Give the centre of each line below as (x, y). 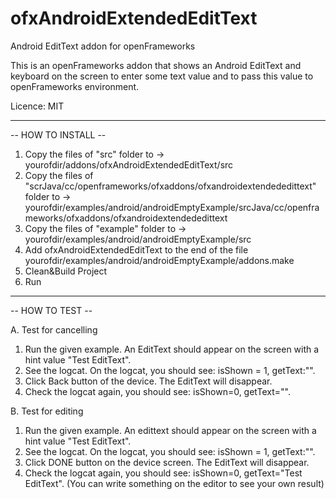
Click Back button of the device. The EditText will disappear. (148, 381)
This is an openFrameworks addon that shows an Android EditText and (156, 65)
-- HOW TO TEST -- (51, 310)
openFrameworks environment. (75, 86)
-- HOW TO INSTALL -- (58, 134)
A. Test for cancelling (54, 329)
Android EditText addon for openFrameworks (103, 46)
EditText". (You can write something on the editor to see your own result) (174, 483)
